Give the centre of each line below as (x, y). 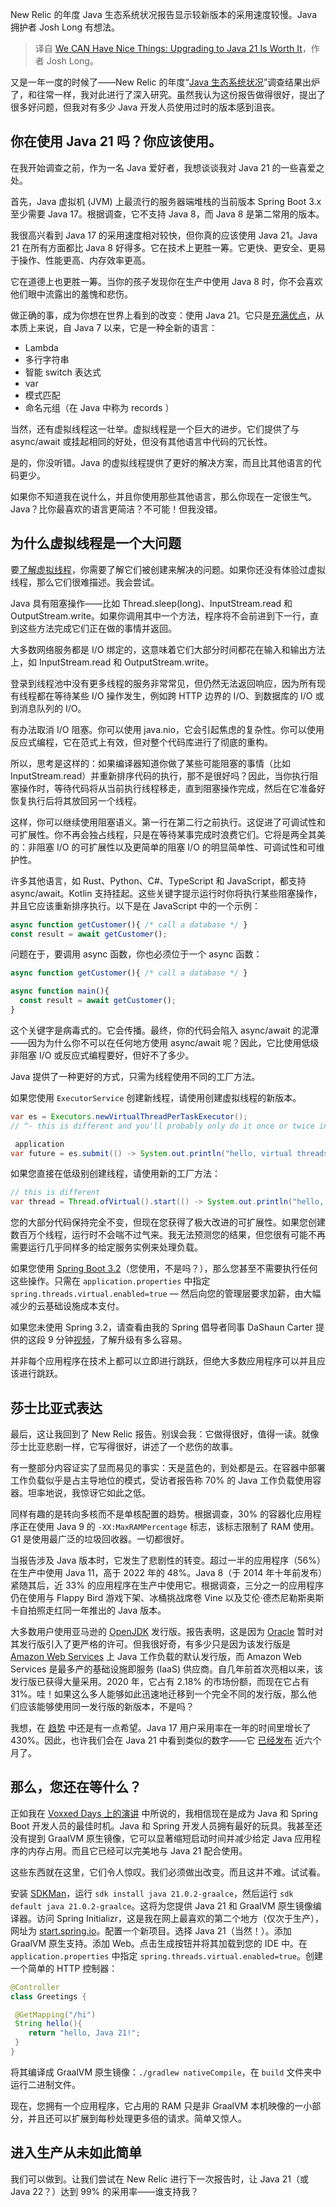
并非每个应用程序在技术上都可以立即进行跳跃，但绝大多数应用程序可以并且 (163, 1361)
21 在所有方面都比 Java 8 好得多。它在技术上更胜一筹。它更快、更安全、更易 (168, 247)
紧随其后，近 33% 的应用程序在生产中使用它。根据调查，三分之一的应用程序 (167, 1585)
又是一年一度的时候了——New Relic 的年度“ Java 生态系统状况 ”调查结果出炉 (165, 82)
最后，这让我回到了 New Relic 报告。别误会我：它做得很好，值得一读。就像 (165, 1434)
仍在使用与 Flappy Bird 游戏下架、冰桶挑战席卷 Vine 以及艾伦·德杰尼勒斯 (158, 1597)
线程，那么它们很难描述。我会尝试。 (85, 582)
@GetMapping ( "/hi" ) (55, 2014)
